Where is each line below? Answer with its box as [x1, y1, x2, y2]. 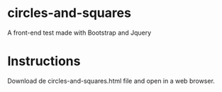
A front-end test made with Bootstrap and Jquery [7, 28, 152, 37]
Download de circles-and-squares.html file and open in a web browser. [7, 76, 215, 85]
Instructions [7, 53, 81, 69]
